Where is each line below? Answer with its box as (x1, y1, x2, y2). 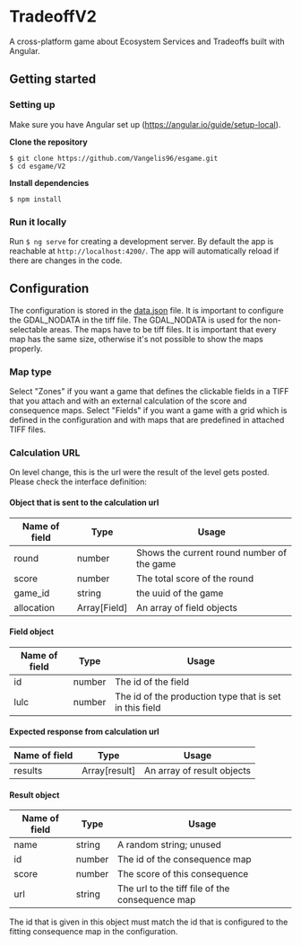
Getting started (9, 72, 97, 87)
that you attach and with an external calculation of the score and (9, 395, 247, 406)
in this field (115, 701, 161, 713)
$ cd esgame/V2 (9, 162, 66, 171)
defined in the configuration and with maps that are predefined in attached (9, 415, 285, 426)
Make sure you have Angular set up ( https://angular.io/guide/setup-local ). (9, 119, 281, 129)
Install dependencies (9, 177, 90, 188)
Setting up (9, 99, 56, 111)
